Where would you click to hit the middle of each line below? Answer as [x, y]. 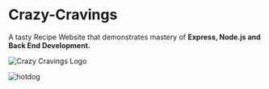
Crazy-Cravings [63, 15]
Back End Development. [49, 45]
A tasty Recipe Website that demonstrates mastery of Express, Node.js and [134, 37]
